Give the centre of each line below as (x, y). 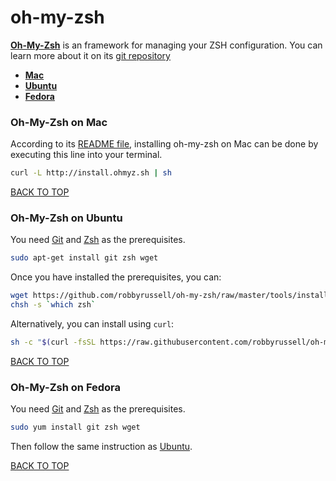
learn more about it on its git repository (90, 55)
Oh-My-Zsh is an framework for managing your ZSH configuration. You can (166, 45)
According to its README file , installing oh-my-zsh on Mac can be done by (164, 144)
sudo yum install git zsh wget (75, 427)
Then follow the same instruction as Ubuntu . (101, 447)
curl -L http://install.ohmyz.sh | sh (91, 173)
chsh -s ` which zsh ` (53, 305)
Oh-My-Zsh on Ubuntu (66, 218)
